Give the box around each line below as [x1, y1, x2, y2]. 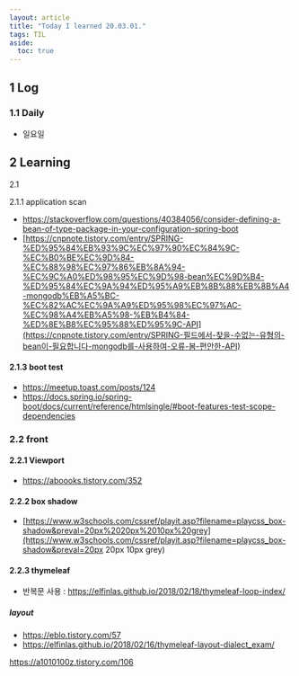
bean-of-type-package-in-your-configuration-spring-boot [22, 223, 239, 234]
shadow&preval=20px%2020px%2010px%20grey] [22, 525, 211, 536]
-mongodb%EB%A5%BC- [22, 289, 119, 301]
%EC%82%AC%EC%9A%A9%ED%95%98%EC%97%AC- [22, 299, 242, 310]
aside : [9, 38, 34, 48]
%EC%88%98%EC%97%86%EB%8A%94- [22, 262, 186, 272]
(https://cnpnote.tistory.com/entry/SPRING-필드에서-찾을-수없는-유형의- [22, 329, 286, 340]
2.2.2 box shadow [9, 495, 78, 506]
